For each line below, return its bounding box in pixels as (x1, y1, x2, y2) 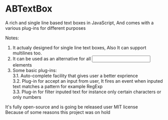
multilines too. (12, 50, 42, 56)
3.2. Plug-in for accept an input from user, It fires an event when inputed (12, 78, 163, 84)
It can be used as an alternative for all (12, 55, 91, 62)
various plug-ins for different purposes (5, 25, 86, 31)
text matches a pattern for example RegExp (12, 83, 103, 89)
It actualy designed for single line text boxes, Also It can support (12, 44, 146, 50)
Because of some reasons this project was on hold (5, 109, 110, 115)
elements (12, 62, 32, 68)
